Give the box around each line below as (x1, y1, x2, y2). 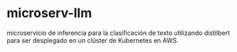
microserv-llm (6, 5, 93, 21)
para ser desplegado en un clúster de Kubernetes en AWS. (6, 36, 179, 44)
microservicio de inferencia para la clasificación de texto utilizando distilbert (6, 28, 231, 37)
